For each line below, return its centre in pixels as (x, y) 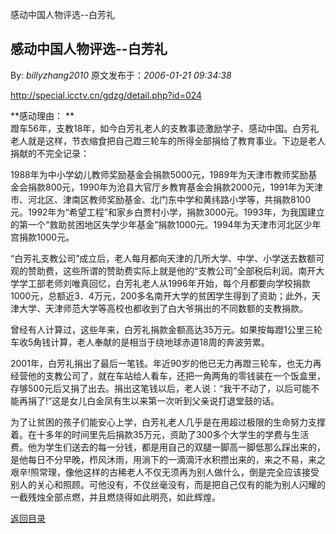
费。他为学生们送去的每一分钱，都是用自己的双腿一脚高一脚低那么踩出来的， (168, 447)
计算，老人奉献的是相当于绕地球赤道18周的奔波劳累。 (160, 342)
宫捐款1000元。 (42, 237)
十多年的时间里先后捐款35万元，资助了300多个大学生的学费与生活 (173, 434)
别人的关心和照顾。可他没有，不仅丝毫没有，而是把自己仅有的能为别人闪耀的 (168, 484)
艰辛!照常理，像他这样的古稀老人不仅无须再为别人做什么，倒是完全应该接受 (165, 472)
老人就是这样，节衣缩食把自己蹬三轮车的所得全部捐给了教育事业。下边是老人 (168, 140)
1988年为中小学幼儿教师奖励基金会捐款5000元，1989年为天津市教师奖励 (159, 174)
